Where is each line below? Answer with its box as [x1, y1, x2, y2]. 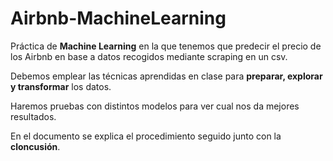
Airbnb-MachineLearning [10, 7, 227, 30]
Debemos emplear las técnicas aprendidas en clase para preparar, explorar [10, 70, 323, 82]
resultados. [10, 110, 57, 122]
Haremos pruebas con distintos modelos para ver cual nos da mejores [10, 100, 300, 112]
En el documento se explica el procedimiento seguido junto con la [10, 130, 282, 142]
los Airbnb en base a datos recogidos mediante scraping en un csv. [10, 50, 288, 62]
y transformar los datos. [10, 80, 112, 92]
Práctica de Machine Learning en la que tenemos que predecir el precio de [10, 40, 322, 52]
